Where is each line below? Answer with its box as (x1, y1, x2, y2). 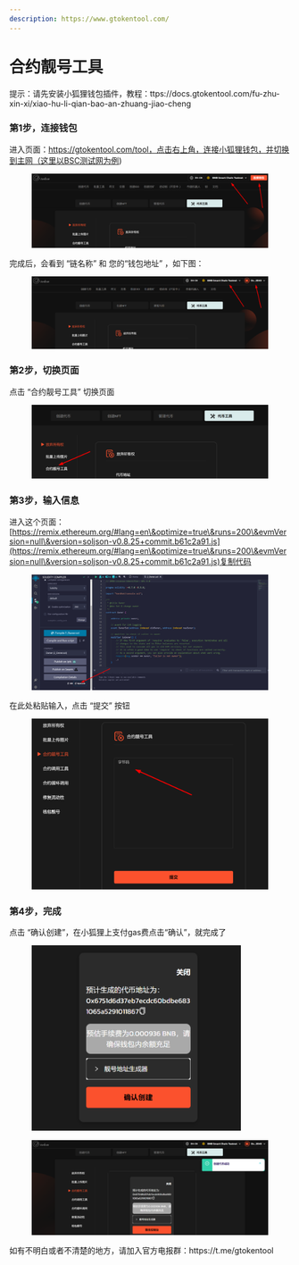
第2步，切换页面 (9, 364, 79, 377)
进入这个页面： (9, 516, 64, 527)
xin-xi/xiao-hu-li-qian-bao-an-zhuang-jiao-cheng (9, 98, 192, 109)
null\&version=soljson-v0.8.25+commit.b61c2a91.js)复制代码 (29, 556, 252, 566)
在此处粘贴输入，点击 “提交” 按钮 (9, 700, 131, 711)
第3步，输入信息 (9, 494, 80, 507)
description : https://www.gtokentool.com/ (9, 14, 170, 23)
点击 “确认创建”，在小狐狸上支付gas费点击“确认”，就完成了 (9, 927, 227, 938)
